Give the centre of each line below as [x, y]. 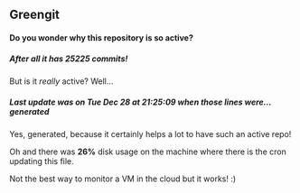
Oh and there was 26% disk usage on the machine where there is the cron [148, 152]
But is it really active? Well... [61, 81]
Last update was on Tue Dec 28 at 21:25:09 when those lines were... [141, 102]
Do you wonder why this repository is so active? [102, 37]
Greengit [35, 15]
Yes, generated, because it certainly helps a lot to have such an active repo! [150, 133]
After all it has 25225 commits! [69, 59]
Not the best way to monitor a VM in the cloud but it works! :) [123, 179]
